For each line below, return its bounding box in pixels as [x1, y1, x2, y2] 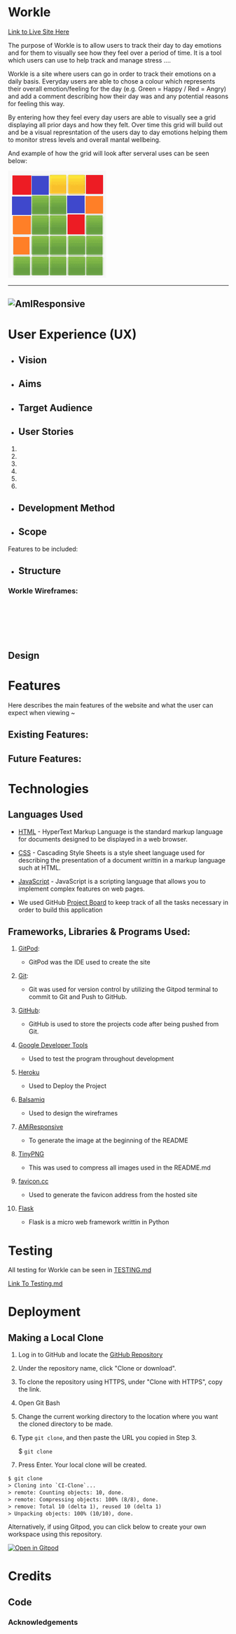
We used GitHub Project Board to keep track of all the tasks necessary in [18, 898, 228, 906]
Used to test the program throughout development [28, 1054, 174, 1063]
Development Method [18, 502, 116, 514]
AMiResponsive [18, 1123, 64, 1131]
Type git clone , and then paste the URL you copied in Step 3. [18, 1434, 197, 1442]
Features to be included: [8, 544, 78, 553]
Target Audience [18, 402, 93, 414]
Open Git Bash [18, 1399, 60, 1407]
